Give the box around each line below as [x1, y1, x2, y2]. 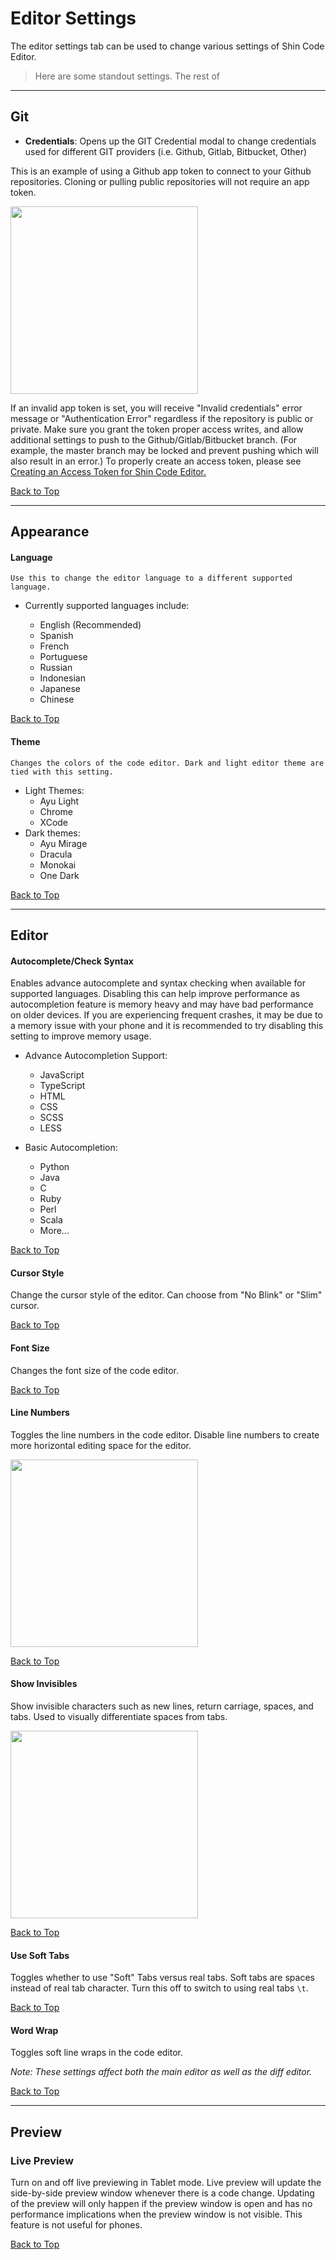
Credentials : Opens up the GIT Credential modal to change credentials [24, 135, 317, 147]
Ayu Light [39, 795, 80, 807]
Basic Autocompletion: [24, 1142, 118, 1154]
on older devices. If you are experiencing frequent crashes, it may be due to [10, 1009, 323, 1021]
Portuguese [39, 651, 88, 663]
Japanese [39, 683, 82, 695]
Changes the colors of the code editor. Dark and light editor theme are [10, 758, 325, 768]
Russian [39, 662, 73, 674]
